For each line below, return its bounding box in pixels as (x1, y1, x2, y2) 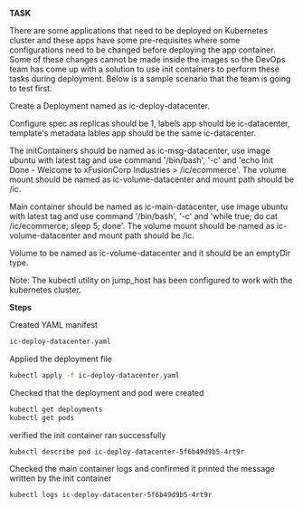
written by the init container (9, 473, 112, 484)
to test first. (9, 83, 52, 93)
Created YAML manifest (9, 320, 98, 330)
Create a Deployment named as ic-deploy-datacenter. (9, 101, 211, 111)
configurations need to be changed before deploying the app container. (9, 44, 276, 55)
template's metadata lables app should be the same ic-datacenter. (9, 128, 256, 139)
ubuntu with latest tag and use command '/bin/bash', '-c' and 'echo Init (9, 155, 274, 166)
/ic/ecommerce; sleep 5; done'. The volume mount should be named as (9, 221, 275, 231)
